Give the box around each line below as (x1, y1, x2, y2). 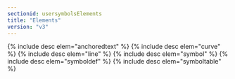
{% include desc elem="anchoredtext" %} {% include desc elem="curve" (7, 43, 221, 51)
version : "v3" (7, 23, 49, 30)
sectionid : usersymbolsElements (7, 10, 102, 17)
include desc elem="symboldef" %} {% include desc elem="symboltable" (7, 57, 222, 66)
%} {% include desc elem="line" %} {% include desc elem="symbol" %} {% (7, 50, 229, 58)
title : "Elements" (7, 17, 61, 24)
